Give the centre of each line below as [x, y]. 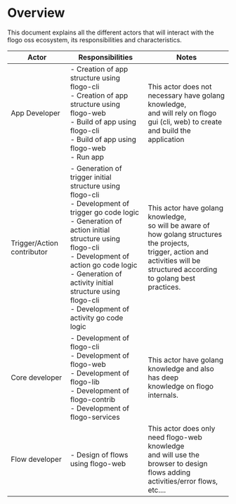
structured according [183, 269]
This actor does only [182, 428]
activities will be [174, 260]
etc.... [157, 490]
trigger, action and [178, 252]
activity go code [97, 318]
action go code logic [104, 265]
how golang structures [185, 234]
